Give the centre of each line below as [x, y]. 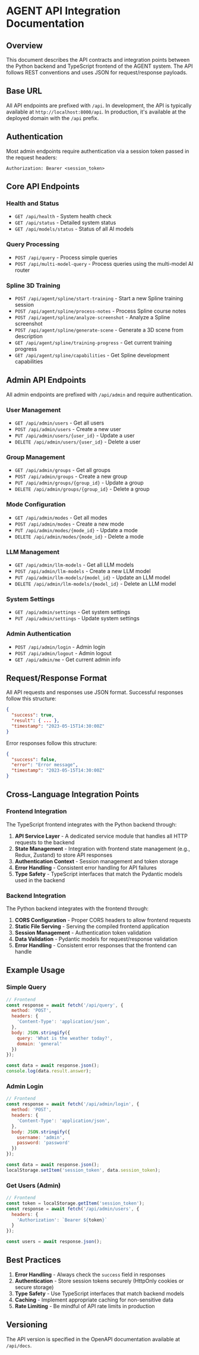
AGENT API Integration [63, 11]
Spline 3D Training [33, 285]
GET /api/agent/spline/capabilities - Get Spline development [92, 355]
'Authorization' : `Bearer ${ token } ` [62, 1220]
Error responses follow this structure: [51, 743]
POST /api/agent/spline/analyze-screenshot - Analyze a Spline [92, 317]
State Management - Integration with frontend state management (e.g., [102, 848]
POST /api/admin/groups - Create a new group [71, 476]
